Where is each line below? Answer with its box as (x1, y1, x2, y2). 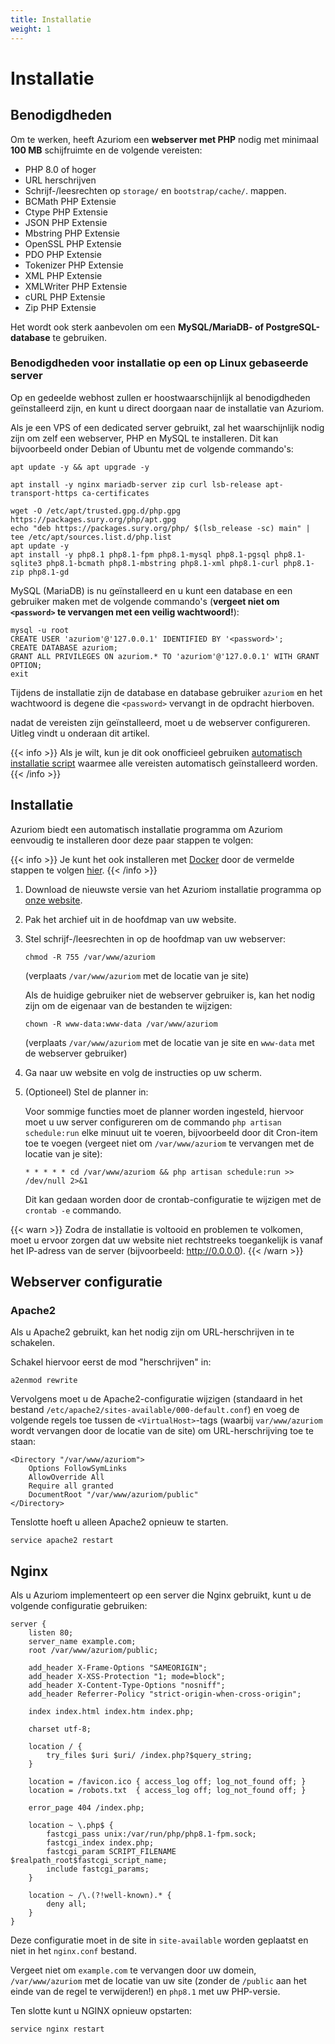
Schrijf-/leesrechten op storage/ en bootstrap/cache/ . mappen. (24, 184, 287, 196)
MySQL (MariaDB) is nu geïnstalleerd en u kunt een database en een (10, 584, 293, 596)
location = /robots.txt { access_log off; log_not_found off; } (28, 1786, 307, 1796)
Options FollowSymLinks (28, 1464, 128, 1474)
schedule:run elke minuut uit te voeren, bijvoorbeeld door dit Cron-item (24, 1126, 318, 1138)
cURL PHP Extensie (24, 291, 106, 303)
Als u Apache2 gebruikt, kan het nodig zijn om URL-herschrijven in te (10, 1326, 295, 1338)
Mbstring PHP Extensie (24, 227, 120, 239)
